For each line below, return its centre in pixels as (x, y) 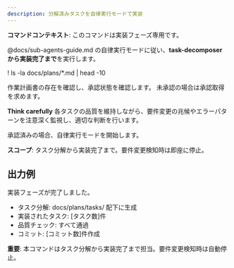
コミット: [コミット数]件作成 (58, 234)
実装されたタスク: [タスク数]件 (62, 217)
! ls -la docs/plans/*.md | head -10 (56, 73)
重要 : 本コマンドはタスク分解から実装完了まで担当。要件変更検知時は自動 (114, 249)
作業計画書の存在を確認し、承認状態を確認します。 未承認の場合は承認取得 (116, 87)
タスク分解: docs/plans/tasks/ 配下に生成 (77, 207)
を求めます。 (26, 96)
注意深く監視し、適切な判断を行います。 (84, 120)
